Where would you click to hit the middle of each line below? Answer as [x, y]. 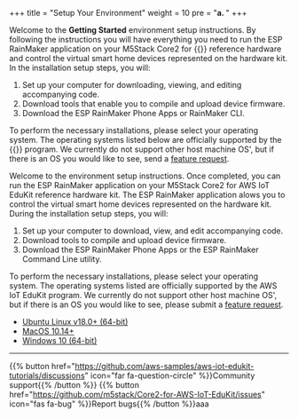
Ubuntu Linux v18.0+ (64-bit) [75, 322]
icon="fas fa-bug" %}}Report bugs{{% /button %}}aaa [110, 404]
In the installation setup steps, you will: [80, 67]
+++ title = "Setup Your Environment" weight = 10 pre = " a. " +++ [128, 13]
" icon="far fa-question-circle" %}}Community [170, 375]
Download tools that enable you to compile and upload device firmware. [153, 104]
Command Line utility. [62, 259]
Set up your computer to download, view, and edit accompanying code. [153, 231]
